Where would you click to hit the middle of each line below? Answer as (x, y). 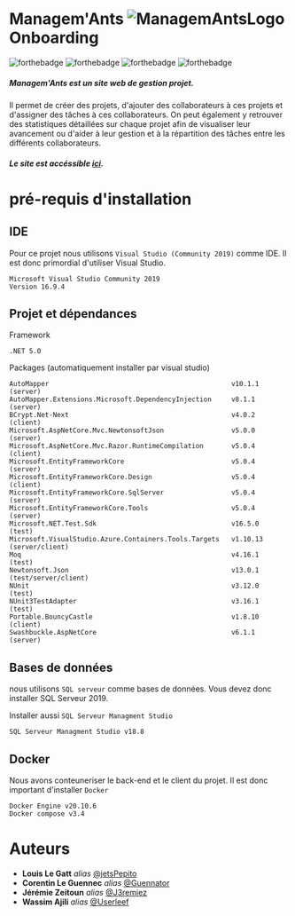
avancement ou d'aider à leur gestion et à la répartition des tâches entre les (147, 133)
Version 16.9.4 (37, 287)
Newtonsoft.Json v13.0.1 (134, 571)
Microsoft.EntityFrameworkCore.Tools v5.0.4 (132, 509)
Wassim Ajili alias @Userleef (75, 902)
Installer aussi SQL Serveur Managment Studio (91, 715)
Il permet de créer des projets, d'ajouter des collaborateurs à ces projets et (146, 105)
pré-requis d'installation (101, 199)
